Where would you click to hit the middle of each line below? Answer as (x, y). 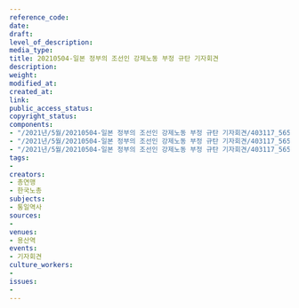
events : (24, 249)
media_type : (31, 51)
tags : (19, 158)
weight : (24, 75)
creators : (28, 174)
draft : (21, 34)
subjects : (28, 199)
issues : (24, 281)
